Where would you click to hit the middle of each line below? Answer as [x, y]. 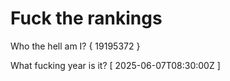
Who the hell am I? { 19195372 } [75, 46]
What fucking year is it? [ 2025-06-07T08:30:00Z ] [115, 65]
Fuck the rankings [86, 18]
